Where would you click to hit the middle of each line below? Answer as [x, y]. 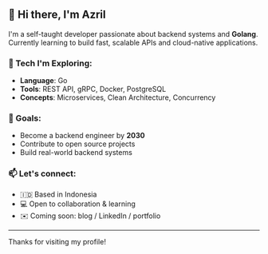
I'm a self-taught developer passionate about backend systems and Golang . [133, 34]
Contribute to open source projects [77, 144]
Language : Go [43, 81]
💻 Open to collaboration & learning [77, 204]
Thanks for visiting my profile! [57, 241]
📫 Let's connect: [42, 174]
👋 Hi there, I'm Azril [57, 15]
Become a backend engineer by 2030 [82, 136]
